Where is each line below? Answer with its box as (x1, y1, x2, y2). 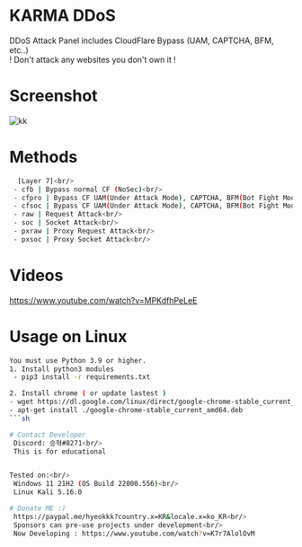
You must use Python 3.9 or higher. (9, 356, 147, 365)
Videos (9, 266, 64, 286)
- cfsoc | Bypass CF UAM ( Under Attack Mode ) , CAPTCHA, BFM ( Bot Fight (13, 201, 280, 211)
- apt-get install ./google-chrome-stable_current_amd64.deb (9, 406, 244, 415)
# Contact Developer (9, 430, 87, 439)
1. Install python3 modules (9, 365, 115, 374)
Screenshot (9, 86, 98, 106)
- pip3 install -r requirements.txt (13, 373, 151, 382)
